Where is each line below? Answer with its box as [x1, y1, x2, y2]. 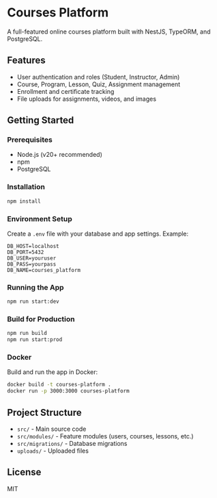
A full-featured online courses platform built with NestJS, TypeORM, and [7, 27, 211, 36]
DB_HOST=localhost [7, 242, 59, 249]
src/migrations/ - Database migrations [16, 439, 128, 447]
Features [7, 55, 46, 66]
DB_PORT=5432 [7, 249, 44, 256]
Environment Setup [7, 214, 73, 223]
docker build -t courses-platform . [7, 382, 111, 388]
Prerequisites [7, 135, 53, 145]
